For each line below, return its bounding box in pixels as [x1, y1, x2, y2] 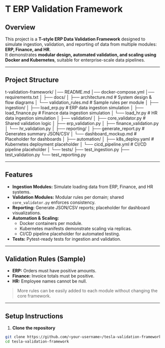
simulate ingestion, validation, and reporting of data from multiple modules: [5, 41, 157, 47]
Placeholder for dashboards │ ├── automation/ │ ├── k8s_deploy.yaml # [5, 136, 154, 142]
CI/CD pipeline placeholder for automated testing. [19, 230, 120, 237]
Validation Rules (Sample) [5, 255, 86, 263]
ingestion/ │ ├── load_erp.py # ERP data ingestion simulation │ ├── [5, 104, 144, 110]
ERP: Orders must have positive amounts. [12, 268, 97, 274]
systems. [12, 189, 31, 195]
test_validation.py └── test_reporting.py [5, 152, 86, 158]
